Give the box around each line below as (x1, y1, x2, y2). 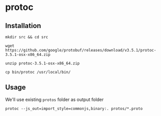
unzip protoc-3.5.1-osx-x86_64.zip (5, 61, 80, 66)
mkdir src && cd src (5, 34, 49, 39)
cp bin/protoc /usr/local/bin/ (5, 69, 71, 74)
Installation (5, 21, 41, 30)
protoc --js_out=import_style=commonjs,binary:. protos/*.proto (5, 106, 143, 111)
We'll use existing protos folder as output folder (5, 96, 104, 102)
